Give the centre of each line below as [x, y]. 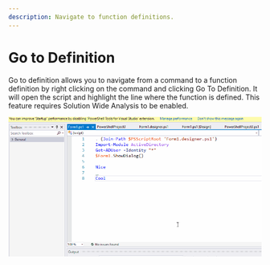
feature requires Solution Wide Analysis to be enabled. [98, 105]
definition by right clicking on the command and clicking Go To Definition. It [133, 88]
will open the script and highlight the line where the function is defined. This [134, 97]
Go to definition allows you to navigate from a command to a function [123, 79]
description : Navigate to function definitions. [91, 17]
